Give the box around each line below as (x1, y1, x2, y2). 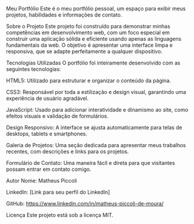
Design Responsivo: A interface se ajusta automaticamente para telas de (6, 124, 183, 131)
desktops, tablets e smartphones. (6, 130, 87, 137)
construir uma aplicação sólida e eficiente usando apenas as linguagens (6, 35, 182, 42)
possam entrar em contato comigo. (6, 165, 91, 173)
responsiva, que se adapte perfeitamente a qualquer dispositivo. (6, 48, 163, 55)
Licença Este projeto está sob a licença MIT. (6, 212, 114, 218)
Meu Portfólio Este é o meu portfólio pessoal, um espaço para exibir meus (6, 5, 186, 12)
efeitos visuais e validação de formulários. (6, 112, 109, 119)
